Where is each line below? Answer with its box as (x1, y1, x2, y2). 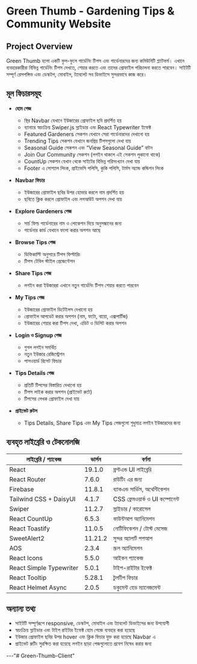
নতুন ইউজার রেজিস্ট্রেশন (23, 350, 65, 357)
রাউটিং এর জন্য (113, 475, 143, 483)
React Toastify (9, 524, 50, 533)
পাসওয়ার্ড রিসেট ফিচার (23, 357, 61, 364)
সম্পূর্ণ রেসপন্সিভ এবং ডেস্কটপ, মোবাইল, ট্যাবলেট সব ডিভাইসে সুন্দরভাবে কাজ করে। (6, 71, 148, 78)
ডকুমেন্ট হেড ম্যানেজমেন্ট (113, 583, 161, 591)
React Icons (9, 553, 43, 562)
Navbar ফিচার (14, 177, 45, 184)
